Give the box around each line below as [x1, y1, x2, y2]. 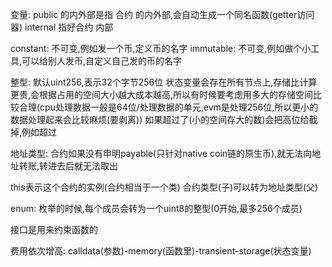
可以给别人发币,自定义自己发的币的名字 [21, 55, 183, 67]
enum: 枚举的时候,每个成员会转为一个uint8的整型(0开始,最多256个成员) [10, 203, 303, 214]
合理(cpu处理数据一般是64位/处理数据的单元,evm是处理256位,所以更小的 [18, 101, 319, 113]
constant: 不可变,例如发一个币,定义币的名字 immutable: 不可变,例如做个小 [10, 43, 312, 54]
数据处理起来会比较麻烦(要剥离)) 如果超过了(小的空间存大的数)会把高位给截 [10, 114, 318, 125]
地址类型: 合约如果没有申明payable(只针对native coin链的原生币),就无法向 [10, 148, 313, 159]
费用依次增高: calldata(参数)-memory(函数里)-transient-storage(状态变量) [10, 245, 312, 257]
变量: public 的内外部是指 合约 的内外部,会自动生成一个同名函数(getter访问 [10, 9, 315, 20]
